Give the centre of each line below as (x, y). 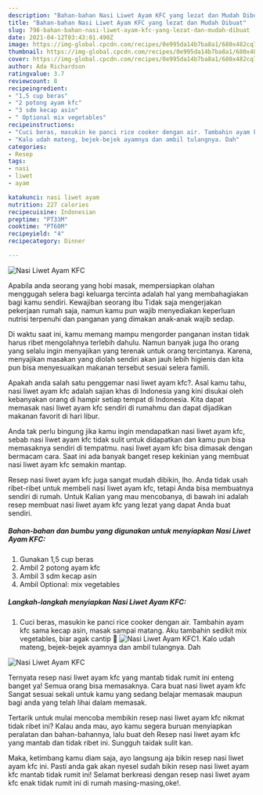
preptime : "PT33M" (38, 219)
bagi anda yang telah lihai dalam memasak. (77, 702)
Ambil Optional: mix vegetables (69, 584)
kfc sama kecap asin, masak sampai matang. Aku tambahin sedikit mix (133, 630)
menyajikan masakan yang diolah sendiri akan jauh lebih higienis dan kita (126, 359)
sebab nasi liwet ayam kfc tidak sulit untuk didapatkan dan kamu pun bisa (127, 439)
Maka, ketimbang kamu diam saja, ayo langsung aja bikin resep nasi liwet (126, 757)
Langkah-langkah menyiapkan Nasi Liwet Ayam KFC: (97, 602)
